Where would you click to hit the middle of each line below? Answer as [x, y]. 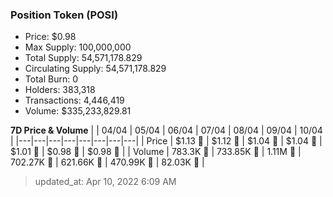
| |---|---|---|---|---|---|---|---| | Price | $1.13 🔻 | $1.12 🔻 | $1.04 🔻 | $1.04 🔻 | [166, 141]
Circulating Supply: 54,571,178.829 [95, 69]
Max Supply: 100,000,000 [78, 47]
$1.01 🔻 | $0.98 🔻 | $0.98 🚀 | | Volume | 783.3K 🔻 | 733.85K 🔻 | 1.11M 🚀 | [156, 152]
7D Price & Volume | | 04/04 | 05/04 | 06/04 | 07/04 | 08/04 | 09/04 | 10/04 [166, 130]
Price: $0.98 [50, 37]
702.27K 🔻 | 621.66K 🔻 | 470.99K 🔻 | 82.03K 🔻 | [107, 162]
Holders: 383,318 [60, 90]
